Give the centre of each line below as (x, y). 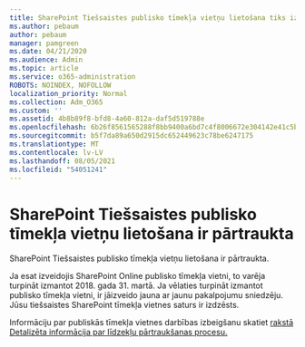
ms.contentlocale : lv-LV (56, 152)
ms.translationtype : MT (54, 144)
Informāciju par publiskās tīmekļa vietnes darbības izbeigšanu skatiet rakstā (152, 323)
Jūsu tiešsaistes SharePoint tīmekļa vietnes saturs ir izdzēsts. (124, 305)
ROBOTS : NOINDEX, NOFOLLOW (60, 85)
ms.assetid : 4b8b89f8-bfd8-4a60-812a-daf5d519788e (107, 119)
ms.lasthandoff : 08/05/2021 (63, 161)
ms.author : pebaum (44, 26)
